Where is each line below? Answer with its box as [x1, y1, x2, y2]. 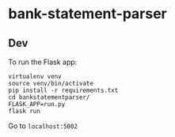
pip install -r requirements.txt [8, 86, 119, 94]
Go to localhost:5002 [8, 121, 78, 131]
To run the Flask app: [8, 57, 78, 67]
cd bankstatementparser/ [8, 93, 90, 101]
